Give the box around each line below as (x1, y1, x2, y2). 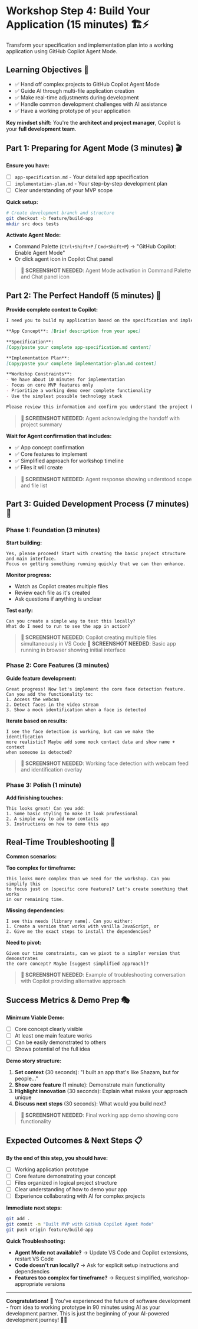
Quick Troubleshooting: (6, 1237, 66, 1244)
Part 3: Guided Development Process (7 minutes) (6, 499, 190, 509)
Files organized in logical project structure (14, 1179, 117, 1186)
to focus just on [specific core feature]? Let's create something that (6, 886, 189, 892)
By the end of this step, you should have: (6, 1154, 108, 1161)
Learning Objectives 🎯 (6, 65, 90, 75)
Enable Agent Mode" (14, 249, 65, 257)
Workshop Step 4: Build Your (6, 4, 150, 18)
